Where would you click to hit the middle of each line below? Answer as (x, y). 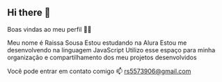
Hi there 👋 (29, 13)
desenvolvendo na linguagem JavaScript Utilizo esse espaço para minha (111, 50)
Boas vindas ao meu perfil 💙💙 (49, 29)
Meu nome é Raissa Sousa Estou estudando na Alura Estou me (97, 43)
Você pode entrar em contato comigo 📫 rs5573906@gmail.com (99, 71)
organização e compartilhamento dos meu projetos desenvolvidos (102, 57)
